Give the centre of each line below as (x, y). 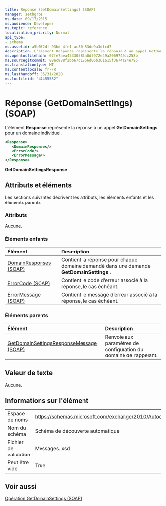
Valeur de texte (29, 373)
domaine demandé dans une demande (106, 266)
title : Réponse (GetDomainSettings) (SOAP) (51, 10)
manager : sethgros (24, 14)
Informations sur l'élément (47, 400)
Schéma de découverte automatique (77, 431)
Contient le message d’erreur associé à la (109, 295)
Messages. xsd (52, 449)
